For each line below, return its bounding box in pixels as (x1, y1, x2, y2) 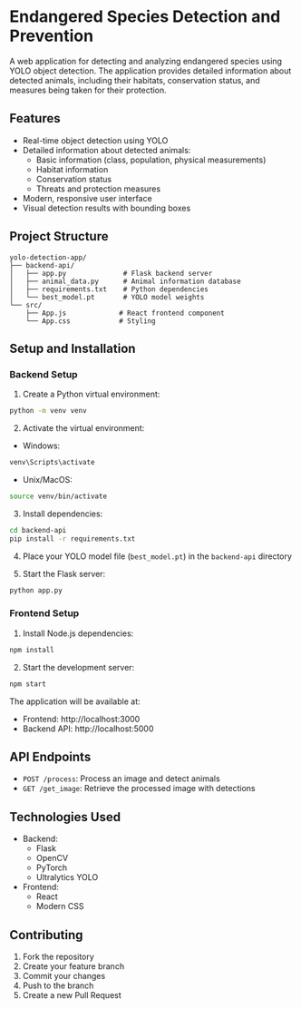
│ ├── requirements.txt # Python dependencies (9, 284, 209, 294)
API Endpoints (9, 749, 92, 764)
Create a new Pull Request (22, 989, 122, 1000)
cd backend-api (9, 525, 67, 534)
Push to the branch (22, 980, 94, 991)
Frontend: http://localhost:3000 (22, 713, 141, 724)
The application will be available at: (9, 696, 141, 707)
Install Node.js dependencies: (22, 628, 134, 639)
